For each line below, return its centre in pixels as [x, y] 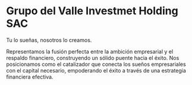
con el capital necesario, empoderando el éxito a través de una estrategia [96, 70]
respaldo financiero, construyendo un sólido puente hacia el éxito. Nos [93, 58]
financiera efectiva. [30, 77]
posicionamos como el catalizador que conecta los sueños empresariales [96, 64]
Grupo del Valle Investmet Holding [92, 11]
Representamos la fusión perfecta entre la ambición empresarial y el [90, 51]
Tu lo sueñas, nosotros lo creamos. [49, 40]
